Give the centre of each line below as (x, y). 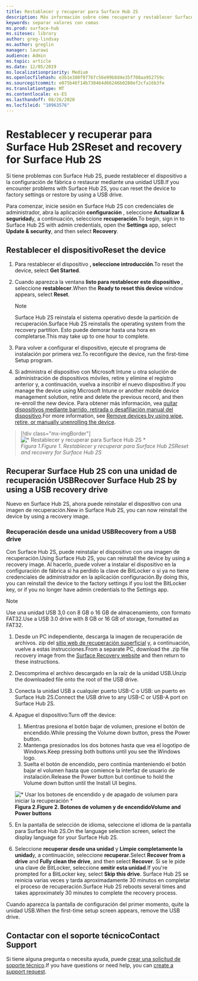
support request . (27, 972)
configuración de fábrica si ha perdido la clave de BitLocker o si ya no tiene (98, 571)
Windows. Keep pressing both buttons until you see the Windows (102, 751)
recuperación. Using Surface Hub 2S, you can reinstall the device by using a (98, 558)
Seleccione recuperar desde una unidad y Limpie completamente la (99, 849)
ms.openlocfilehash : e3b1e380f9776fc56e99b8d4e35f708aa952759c (85, 78)
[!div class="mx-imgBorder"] (56, 434)
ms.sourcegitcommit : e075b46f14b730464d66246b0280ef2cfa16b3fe (85, 83)
